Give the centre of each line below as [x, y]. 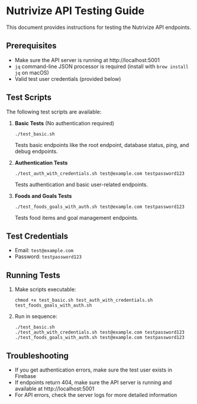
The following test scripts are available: [54, 112]
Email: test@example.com [44, 250]
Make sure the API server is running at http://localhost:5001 [87, 60]
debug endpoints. [36, 151]
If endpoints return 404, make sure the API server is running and [93, 382]
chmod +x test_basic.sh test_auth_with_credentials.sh [84, 300]
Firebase [25, 376]
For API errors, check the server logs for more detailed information [96, 395]
